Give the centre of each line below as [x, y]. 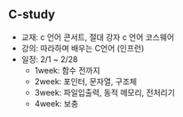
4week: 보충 [56, 103]
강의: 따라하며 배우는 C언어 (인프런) [83, 48]
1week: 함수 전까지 [67, 70]
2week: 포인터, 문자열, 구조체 [86, 81]
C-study [32, 15]
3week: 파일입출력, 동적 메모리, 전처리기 [104, 92]
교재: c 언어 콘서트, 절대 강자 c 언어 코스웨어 [98, 37]
